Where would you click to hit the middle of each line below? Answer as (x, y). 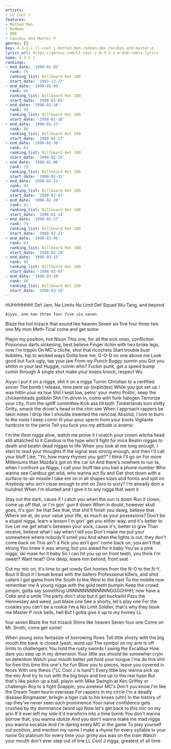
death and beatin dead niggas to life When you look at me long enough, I (82, 446)
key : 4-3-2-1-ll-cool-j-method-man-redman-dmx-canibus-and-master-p (80, 48)
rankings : (16, 62)
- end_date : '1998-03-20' (33, 276)
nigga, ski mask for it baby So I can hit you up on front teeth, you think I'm (83, 554)
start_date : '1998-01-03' (38, 100)
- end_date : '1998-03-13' (33, 257)
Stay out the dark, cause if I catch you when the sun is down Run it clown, (83, 500)
